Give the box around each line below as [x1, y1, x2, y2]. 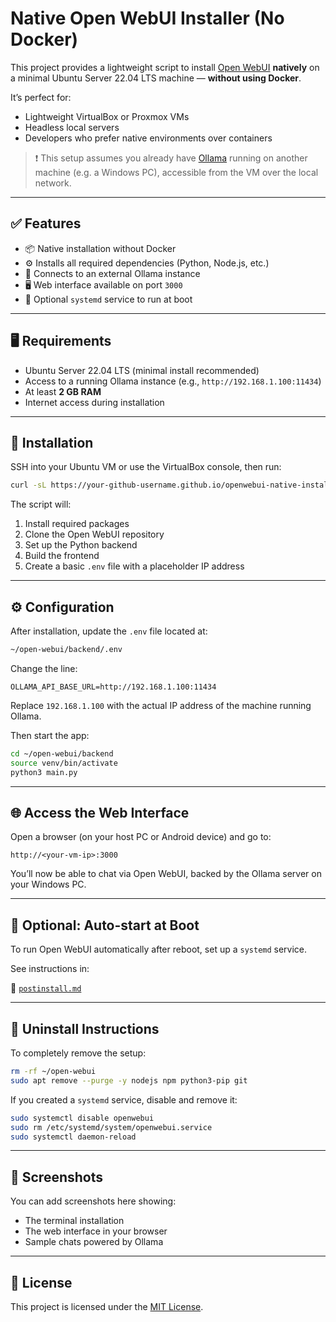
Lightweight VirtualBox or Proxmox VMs [24, 110, 190, 122]
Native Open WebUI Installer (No [10, 7, 285, 30]
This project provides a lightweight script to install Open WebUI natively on [10, 61, 320, 73]
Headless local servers [24, 121, 120, 133]
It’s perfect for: [10, 91, 72, 103]
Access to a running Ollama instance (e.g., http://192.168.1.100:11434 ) [24, 375, 322, 387]
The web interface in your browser [24, 1225, 168, 1237]
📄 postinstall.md [10, 982, 82, 994]
